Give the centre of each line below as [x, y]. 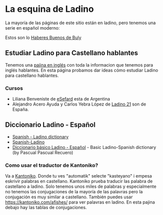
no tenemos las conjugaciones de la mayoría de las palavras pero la [74, 192]
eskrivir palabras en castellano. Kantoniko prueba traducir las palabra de [79, 181]
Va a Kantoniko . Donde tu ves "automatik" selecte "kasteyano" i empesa [79, 176]
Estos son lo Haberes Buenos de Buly [43, 37]
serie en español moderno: [33, 28]
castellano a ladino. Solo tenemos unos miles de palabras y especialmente [81, 186]
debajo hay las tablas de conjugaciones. [46, 208]
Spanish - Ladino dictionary [41, 137]
